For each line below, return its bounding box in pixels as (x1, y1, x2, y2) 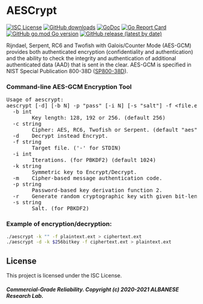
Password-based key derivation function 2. (31, 187, 163, 194)
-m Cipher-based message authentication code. (12, 175, 163, 182)
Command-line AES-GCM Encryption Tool (6, 82, 132, 91)
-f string (12, 138, 42, 146)
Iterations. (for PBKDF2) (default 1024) (31, 157, 156, 164)
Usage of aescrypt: (6, 96, 64, 103)
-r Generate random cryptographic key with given (12, 193, 172, 200)
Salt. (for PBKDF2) (31, 205, 89, 212)
